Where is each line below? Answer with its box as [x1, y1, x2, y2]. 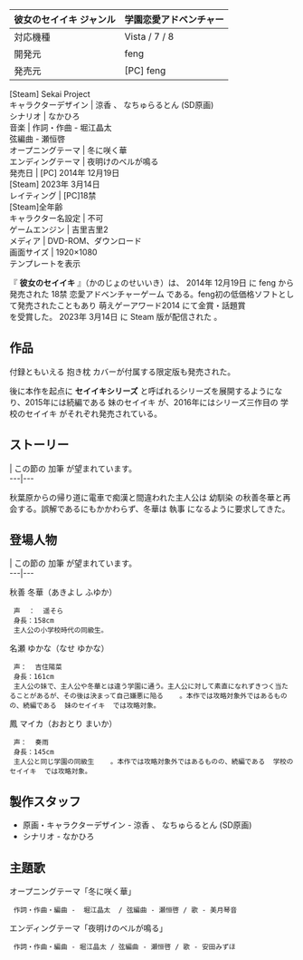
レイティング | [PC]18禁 [9, 190, 97, 200]
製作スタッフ [9, 793, 81, 810]
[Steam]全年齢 [9, 201, 63, 212]
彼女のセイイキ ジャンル [14, 14, 116, 25]
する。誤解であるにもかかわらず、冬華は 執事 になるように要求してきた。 [16, 503, 290, 514]
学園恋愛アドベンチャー [124, 14, 224, 25]
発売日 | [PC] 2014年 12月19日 [9, 168, 120, 178]
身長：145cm [13, 748, 54, 757]
